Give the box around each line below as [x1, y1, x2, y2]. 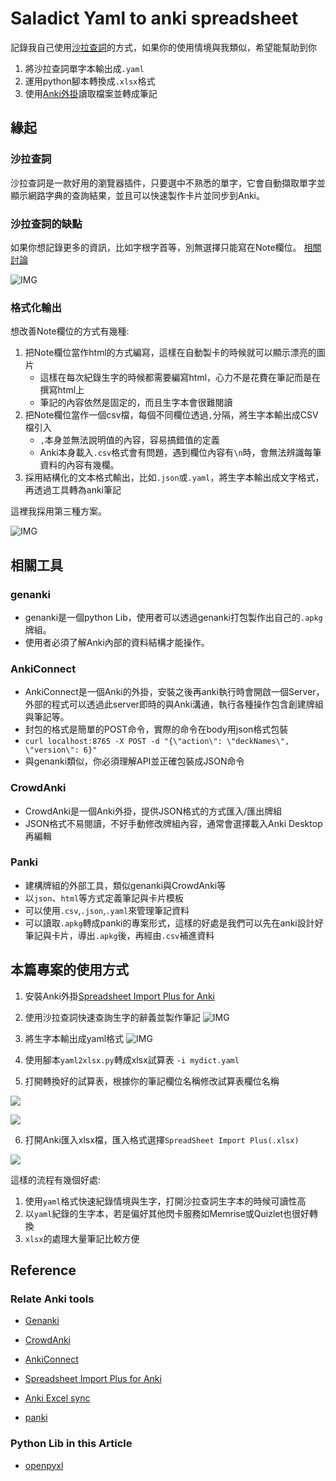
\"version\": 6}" [24, 745, 98, 756]
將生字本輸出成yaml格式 [24, 1032, 125, 1044]
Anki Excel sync [24, 1392, 91, 1404]
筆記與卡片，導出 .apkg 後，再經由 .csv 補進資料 [24, 929, 215, 941]
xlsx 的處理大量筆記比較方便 [24, 1232, 140, 1244]
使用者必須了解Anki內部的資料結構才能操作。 [24, 636, 210, 648]
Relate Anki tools [10, 1292, 95, 1306]
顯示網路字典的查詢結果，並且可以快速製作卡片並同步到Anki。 [10, 189, 266, 201]
